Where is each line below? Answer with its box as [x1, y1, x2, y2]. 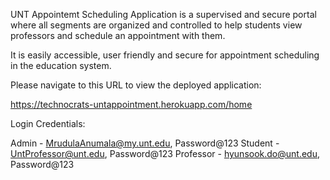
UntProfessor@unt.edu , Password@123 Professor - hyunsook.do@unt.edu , [10, 148, 320, 159]
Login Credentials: [10, 118, 86, 129]
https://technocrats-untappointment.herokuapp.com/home [10, 99, 253, 110]
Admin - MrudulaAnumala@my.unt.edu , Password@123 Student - [10, 137, 280, 149]
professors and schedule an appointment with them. [10, 30, 226, 41]
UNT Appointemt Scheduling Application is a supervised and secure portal [10, 9, 317, 20]
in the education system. [10, 60, 112, 71]
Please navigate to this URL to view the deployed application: [10, 79, 262, 91]
